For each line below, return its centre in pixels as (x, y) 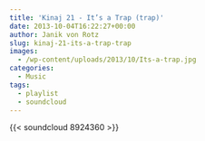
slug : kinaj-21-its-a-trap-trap (70, 43)
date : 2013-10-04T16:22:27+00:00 (73, 26)
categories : (32, 69)
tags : (20, 85)
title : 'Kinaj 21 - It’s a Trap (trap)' (87, 18)
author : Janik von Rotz (54, 34)
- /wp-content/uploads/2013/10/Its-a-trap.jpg (107, 60)
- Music (32, 77)
